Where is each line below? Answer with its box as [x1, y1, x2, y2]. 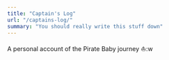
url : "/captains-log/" [7, 17, 73, 23]
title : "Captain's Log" [7, 10, 77, 17]
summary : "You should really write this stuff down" [7, 23, 163, 30]
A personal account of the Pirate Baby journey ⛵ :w [7, 45, 153, 53]
